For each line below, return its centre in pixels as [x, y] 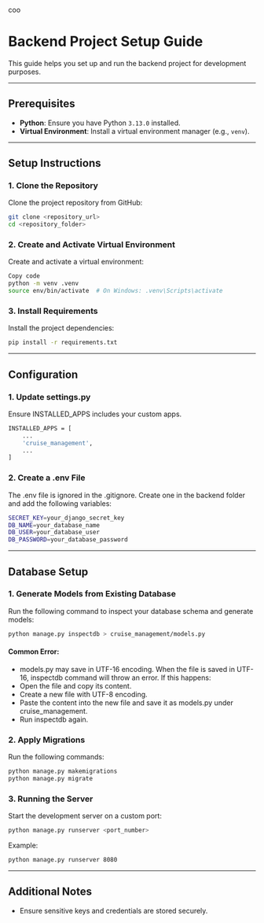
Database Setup [48, 572]
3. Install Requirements [53, 311]
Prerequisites [42, 104]
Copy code [24, 276]
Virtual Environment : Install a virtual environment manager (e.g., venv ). [134, 131]
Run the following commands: [56, 757]
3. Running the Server [51, 799]
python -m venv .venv [44, 284]
